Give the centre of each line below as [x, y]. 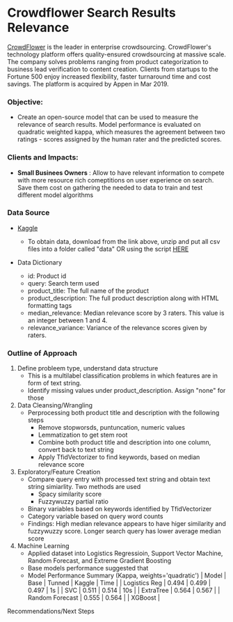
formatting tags [50, 305]
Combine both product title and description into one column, [124, 442]
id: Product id [47, 276]
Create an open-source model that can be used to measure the [108, 117]
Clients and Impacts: [43, 157]
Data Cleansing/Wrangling [55, 405]
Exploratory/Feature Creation [59, 472]
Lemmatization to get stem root [83, 435]
